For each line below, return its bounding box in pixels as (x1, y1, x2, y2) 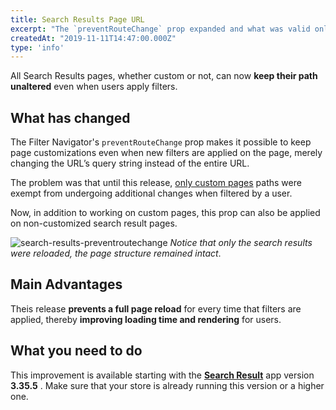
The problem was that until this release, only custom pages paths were (10, 177, 302, 189)
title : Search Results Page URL (10, 14, 145, 25)
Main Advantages (10, 276, 123, 293)
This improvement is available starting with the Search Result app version (10, 369, 315, 381)
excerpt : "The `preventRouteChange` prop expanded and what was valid (10, 24, 311, 34)
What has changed (10, 109, 131, 126)
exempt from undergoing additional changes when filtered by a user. (10, 187, 293, 200)
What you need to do (10, 342, 143, 360)
